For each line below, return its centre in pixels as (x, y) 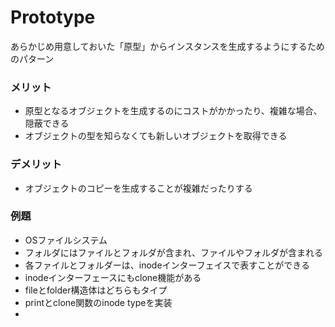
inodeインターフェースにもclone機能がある (113, 277)
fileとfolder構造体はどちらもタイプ (96, 290)
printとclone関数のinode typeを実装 (98, 302)
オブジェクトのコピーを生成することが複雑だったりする (138, 188)
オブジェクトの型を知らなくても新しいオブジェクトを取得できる (156, 136)
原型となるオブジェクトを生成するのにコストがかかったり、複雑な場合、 (173, 111)
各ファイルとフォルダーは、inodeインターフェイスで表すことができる (167, 265)
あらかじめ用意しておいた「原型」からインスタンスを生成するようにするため (167, 46)
